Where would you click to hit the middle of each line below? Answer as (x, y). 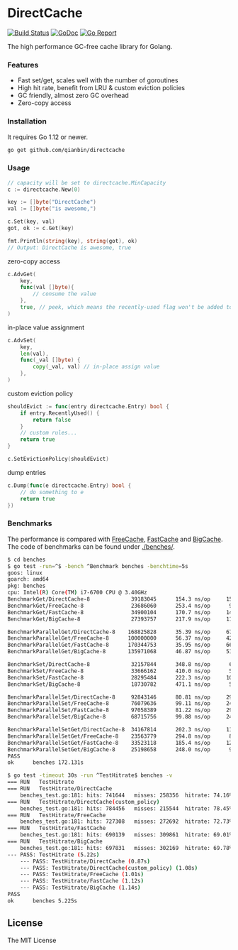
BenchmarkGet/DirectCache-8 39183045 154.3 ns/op (109, 599)
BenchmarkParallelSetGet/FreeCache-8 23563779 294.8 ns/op (109, 736)
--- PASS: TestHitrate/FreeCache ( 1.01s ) (82, 875)
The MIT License (32, 940)
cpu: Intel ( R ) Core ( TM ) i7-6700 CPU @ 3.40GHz (77, 593)
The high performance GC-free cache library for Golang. (90, 46)
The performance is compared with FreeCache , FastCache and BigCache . (115, 539)
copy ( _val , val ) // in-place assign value (96, 367)
